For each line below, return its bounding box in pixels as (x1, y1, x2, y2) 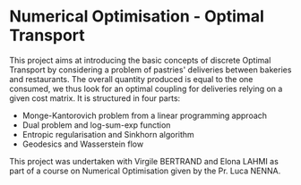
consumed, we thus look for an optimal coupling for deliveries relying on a (9, 83, 283, 94)
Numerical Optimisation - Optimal (9, 6, 264, 27)
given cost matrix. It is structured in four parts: (9, 92, 181, 104)
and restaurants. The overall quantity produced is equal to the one (9, 73, 254, 84)
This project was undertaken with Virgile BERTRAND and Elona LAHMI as (9, 156, 279, 166)
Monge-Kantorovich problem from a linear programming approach (21, 110, 267, 121)
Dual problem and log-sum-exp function (21, 119, 171, 130)
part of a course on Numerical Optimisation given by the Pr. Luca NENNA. (9, 165, 281, 176)
